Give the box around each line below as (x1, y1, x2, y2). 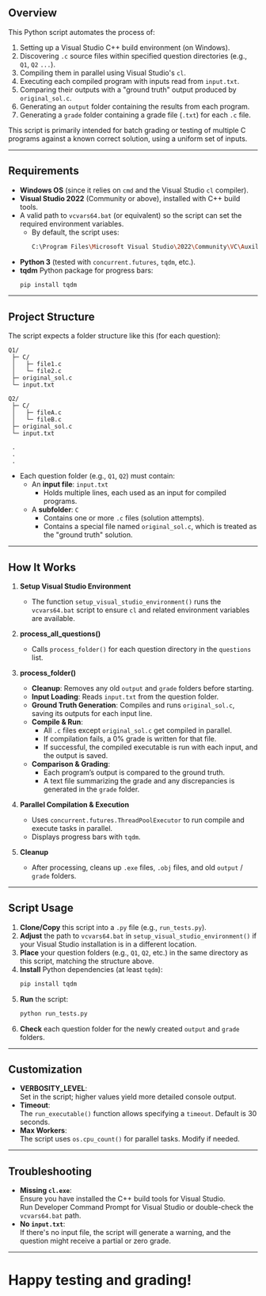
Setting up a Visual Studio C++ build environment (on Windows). (19, 43, 230, 52)
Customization (8, 1062, 83, 1076)
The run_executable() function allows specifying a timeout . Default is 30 (19, 1109, 257, 1119)
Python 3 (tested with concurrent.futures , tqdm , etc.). (19, 257, 196, 266)
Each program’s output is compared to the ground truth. (43, 768, 226, 777)
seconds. (19, 1117, 51, 1127)
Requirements (8, 164, 79, 177)
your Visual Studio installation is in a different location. (19, 939, 197, 949)
